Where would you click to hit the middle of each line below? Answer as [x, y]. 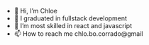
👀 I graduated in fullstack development [71, 18]
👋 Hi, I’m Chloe [36, 11]
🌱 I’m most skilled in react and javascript [73, 26]
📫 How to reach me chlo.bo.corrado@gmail [78, 34]
